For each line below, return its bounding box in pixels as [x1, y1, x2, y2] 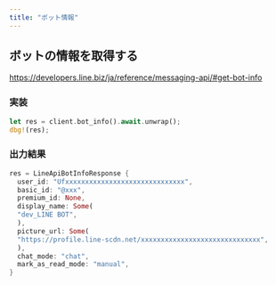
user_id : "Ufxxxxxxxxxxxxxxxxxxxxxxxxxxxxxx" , [17, 177, 193, 186]
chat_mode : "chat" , [17, 251, 90, 261]
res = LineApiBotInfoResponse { [9, 168, 129, 178]
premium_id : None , [17, 193, 86, 203]
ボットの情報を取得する [9, 48, 138, 63]
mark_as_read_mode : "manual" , [17, 260, 129, 269]
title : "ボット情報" [9, 12, 78, 22]
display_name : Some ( [17, 202, 93, 211]
